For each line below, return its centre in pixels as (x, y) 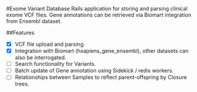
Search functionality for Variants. (55, 64)
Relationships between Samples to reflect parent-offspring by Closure (101, 77)
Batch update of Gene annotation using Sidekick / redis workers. (94, 71)
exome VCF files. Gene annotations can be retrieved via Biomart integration (99, 15)
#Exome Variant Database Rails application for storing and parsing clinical (97, 9)
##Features (20, 33)
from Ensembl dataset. (34, 21)
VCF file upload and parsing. (50, 44)
